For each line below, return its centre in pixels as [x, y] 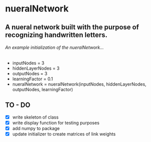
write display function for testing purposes [56, 123]
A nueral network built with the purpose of [72, 27]
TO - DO [18, 105]
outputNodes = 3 [30, 73]
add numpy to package [36, 128]
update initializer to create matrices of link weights [64, 134]
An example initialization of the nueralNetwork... [55, 47]
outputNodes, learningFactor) [43, 89]
